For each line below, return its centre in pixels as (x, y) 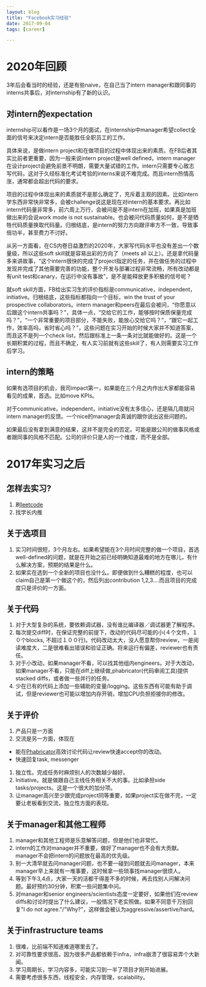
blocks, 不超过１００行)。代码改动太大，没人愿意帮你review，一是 (110, 640)
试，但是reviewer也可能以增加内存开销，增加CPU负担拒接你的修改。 (102, 694)
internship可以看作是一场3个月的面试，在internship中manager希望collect (99, 130)
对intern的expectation (50, 114)
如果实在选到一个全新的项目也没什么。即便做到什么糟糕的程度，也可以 (104, 572)
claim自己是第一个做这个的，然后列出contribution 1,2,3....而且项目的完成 (106, 580)
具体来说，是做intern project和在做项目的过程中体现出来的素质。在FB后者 (99, 150)
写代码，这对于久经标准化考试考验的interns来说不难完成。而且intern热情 (97, 173)
